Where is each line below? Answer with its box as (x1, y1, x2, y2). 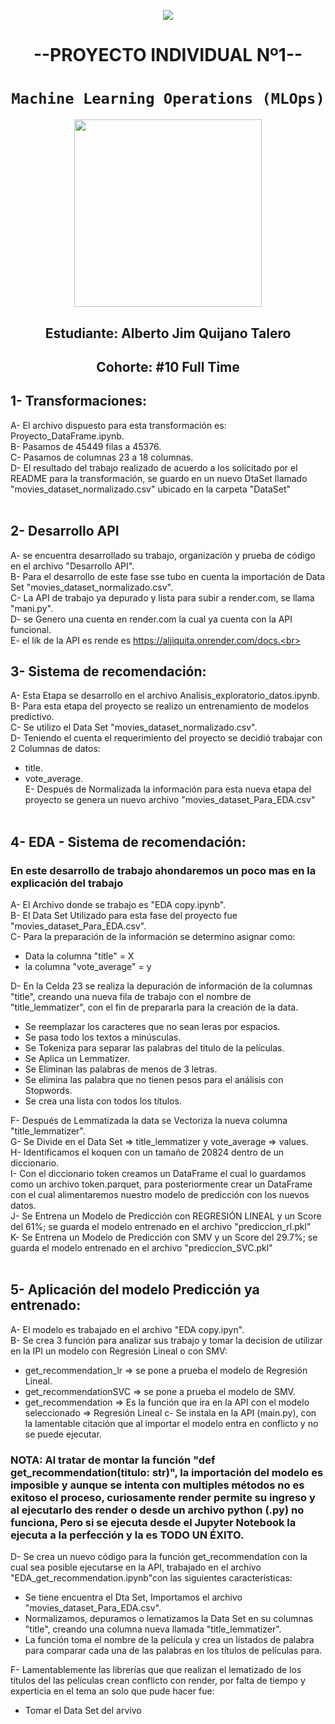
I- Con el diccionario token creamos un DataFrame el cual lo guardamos (10, 1168, 307, 1180)
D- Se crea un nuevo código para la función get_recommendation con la (10, 1551, 308, 1563)
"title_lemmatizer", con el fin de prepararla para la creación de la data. (10, 1001, 299, 1014)
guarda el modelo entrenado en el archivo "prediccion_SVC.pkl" (10, 1242, 273, 1254)
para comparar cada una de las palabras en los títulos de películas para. (24, 1645, 323, 1657)
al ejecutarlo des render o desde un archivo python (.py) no (10, 1503, 305, 1517)
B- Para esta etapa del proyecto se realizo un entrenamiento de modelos (10, 700, 310, 712)
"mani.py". (10, 602, 53, 614)
